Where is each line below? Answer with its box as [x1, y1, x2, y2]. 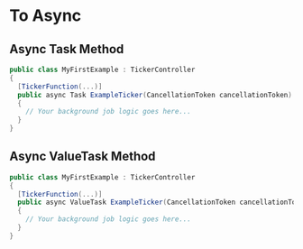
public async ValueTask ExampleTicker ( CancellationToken [17, 198, 236, 207]
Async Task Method [9, 41, 124, 57]
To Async [9, 5, 82, 26]
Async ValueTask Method [9, 149, 156, 164]
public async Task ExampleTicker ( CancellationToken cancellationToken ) [17, 90, 293, 99]
